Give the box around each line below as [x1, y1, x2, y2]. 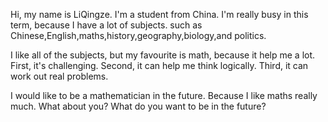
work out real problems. [10, 70, 109, 82]
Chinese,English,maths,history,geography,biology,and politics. [10, 30, 267, 41]
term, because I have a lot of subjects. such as [10, 19, 203, 31]
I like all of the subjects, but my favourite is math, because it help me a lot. [10, 49, 316, 61]
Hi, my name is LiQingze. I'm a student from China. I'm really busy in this [10, 9, 309, 20]
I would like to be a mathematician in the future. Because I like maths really [10, 90, 318, 101]
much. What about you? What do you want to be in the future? [10, 100, 267, 112]
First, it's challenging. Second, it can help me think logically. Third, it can [10, 60, 309, 71]
